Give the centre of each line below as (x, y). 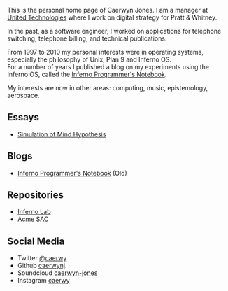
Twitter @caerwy (42, 258)
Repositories (36, 195)
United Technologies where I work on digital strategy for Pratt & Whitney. (112, 17)
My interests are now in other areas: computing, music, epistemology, (108, 88)
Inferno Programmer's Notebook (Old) (72, 173)
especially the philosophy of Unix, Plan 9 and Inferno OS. (90, 59)
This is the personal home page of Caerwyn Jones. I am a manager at (108, 10)
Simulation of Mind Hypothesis (62, 134)
